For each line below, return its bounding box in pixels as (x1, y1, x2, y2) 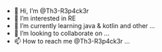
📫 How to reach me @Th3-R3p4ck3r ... (13, 37, 130, 45)
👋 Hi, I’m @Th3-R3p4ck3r (13, 7, 89, 15)
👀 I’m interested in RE (13, 14, 76, 22)
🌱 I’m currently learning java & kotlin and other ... (13, 22, 156, 30)
